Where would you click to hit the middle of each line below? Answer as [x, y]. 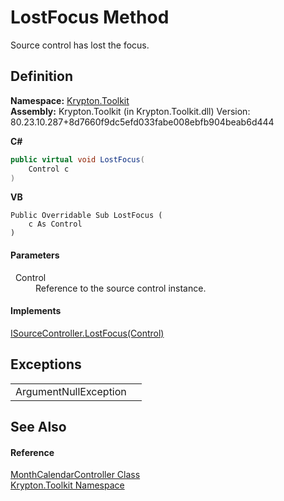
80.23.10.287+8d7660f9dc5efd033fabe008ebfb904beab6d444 [142, 122]
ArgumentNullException [71, 391]
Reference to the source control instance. [121, 288]
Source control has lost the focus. [80, 45]
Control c [49, 169]
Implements [36, 311]
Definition [41, 76]
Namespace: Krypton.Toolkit [70, 100]
